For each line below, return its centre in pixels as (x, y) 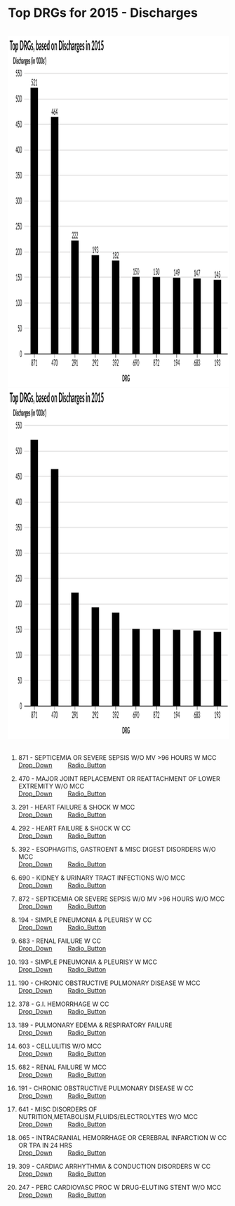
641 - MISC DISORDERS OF (58, 1109)
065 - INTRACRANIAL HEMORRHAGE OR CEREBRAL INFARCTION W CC (122, 1137)
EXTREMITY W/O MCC (51, 786)
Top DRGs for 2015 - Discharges (103, 13)
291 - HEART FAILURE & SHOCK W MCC (76, 807)
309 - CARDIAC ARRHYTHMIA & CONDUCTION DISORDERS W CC (114, 1166)
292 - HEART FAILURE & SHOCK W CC (74, 828)
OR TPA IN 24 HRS (45, 1145)
